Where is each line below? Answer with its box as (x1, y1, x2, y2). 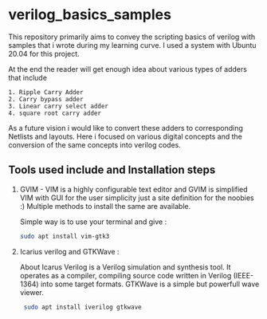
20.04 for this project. (8, 49, 80, 58)
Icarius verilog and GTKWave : (19, 246, 120, 256)
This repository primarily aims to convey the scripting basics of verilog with (8, 32, 256, 41)
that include (8, 73, 48, 82)
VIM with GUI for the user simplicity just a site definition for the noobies (19, 193, 254, 203)
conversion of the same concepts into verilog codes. (8, 140, 181, 149)
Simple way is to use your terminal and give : (19, 217, 167, 226)
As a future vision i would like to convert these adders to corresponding (8, 123, 243, 132)
